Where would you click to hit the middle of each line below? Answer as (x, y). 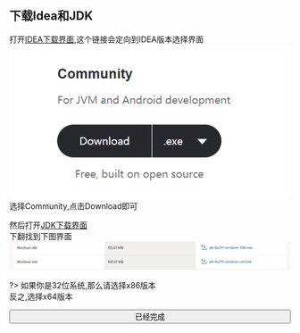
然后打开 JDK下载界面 (48, 225)
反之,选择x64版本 (41, 296)
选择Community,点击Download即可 (74, 206)
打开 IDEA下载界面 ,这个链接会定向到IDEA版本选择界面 (106, 39)
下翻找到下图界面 (41, 237)
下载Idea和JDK (51, 16)
